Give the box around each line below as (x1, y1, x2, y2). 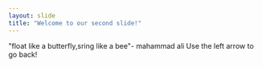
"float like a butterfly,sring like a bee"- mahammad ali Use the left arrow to (8, 41, 255, 50)
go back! (8, 49, 38, 59)
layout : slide (8, 11, 56, 20)
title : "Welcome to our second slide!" (8, 19, 142, 27)
